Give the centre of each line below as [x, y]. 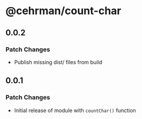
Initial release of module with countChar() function [75, 110]
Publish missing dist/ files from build [58, 62]
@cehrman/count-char [63, 11]
